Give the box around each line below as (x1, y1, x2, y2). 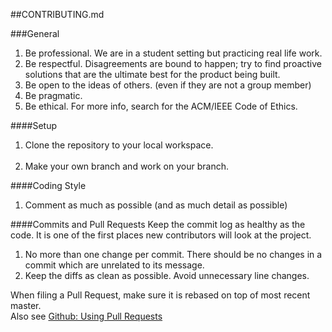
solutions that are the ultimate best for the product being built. (24, 69, 281, 80)
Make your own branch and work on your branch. (24, 160, 229, 172)
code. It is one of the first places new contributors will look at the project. (10, 229, 312, 241)
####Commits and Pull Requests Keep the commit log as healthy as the (10, 219, 306, 230)
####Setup (10, 120, 58, 131)
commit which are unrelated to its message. (24, 259, 205, 271)
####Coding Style (10, 180, 87, 191)
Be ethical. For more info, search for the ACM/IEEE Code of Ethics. (24, 100, 298, 112)
